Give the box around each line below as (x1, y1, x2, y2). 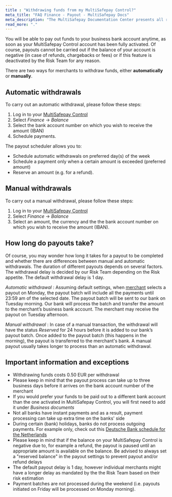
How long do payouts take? (5, 239, 94, 247)
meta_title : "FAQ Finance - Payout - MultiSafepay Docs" (5, 12, 130, 17)
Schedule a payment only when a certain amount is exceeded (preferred (12, 158, 166, 164)
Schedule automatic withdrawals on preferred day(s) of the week (12, 153, 150, 159)
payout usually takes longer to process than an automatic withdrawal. (5, 343, 152, 349)
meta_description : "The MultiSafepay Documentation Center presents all (5, 17, 164, 22)
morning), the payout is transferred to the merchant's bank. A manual (5, 338, 152, 344)
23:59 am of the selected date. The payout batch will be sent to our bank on (5, 295, 166, 301)
